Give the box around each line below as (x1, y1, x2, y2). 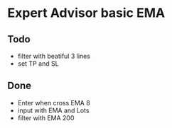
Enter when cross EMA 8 (17, 98, 90, 107)
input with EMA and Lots (17, 106, 90, 115)
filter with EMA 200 (17, 113, 75, 122)
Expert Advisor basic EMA (7, 5, 166, 21)
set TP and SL (17, 59, 59, 68)
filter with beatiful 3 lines (17, 52, 91, 60)
